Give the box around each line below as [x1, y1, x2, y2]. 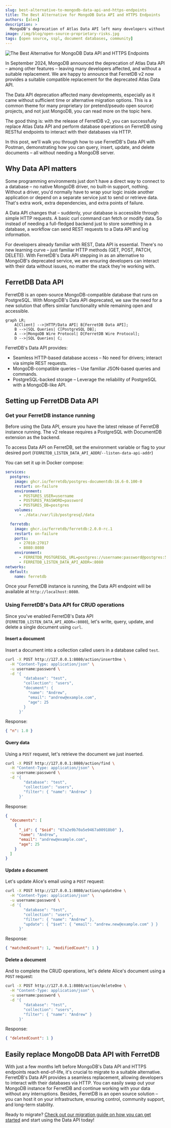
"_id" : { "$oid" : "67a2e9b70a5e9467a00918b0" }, [18, 828, 124, 833]
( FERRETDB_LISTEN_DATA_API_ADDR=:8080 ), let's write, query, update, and [5, 618, 154, 624]
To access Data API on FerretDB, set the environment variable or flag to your [5, 444, 166, 450]
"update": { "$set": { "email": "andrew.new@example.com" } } [23, 922, 158, 927]
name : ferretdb [14, 574, 47, 579]
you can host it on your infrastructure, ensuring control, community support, [5, 1096, 165, 1102]
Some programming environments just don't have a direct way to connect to [5, 178, 165, 184]
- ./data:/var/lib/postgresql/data [18, 512, 95, 517]
